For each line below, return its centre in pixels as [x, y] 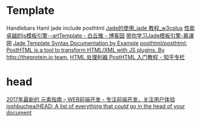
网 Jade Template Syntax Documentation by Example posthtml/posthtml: [97, 43]
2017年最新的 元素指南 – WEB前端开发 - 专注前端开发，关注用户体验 [91, 99]
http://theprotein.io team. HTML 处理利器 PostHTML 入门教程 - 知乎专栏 [96, 57]
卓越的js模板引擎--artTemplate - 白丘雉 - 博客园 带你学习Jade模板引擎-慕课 [100, 35]
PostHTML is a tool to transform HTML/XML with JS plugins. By [85, 50]
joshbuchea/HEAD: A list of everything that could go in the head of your [96, 106]
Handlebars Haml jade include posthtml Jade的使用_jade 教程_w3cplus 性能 [100, 28]
